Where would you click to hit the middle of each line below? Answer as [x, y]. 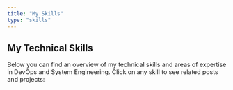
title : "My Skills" [35, 13]
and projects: [26, 80]
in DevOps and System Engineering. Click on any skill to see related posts [113, 72]
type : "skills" [29, 20]
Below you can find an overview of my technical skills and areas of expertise [117, 65]
